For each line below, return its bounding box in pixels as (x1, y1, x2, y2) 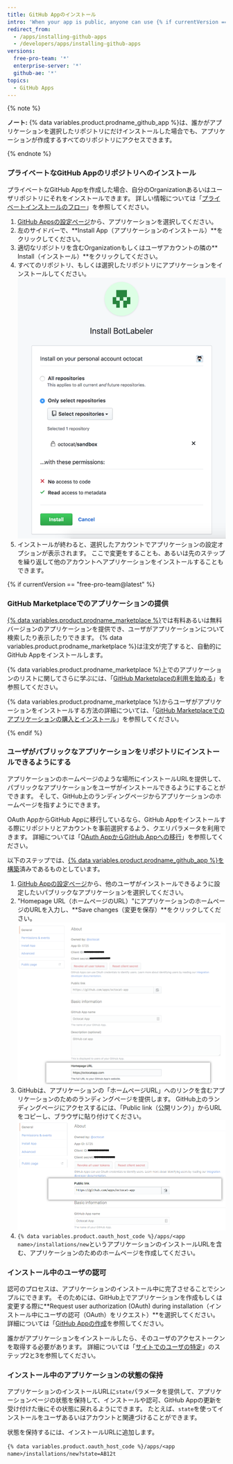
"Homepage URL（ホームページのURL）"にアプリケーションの (17, 896, 196, 905)
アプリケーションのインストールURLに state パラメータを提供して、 (7, 1387, 198, 1396)
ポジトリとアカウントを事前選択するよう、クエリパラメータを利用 (31, 824, 220, 832)
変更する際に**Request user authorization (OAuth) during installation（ (7, 1302, 209, 1310)
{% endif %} (7, 729, 43, 737)
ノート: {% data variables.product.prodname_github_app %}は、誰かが (7, 119, 210, 127)
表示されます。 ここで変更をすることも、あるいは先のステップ (47, 549, 225, 557)
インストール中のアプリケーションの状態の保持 (7, 1370, 164, 1380)
